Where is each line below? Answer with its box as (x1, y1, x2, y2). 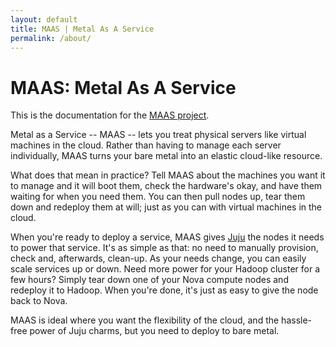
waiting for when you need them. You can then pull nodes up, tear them (10, 191, 306, 203)
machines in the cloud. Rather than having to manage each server (10, 139, 282, 151)
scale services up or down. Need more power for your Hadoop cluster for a (10, 263, 321, 275)
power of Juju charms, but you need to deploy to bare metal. (29, 325, 280, 337)
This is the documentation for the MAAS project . (10, 109, 210, 121)
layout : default (10, 14, 78, 25)
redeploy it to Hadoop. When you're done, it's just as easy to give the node (10, 284, 319, 296)
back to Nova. (10, 295, 68, 307)
